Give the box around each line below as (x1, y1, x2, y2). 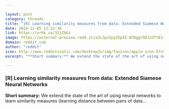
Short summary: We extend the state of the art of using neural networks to (5, 92, 161, 98)
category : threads (5, 16, 44, 22)
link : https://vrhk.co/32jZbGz (5, 31, 71, 36)
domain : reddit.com (5, 40, 46, 45)
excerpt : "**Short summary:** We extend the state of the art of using (5, 54, 158, 59)
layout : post (5, 12, 33, 17)
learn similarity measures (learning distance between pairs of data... (5, 97, 147, 103)
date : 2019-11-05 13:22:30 (5, 26, 62, 31)
